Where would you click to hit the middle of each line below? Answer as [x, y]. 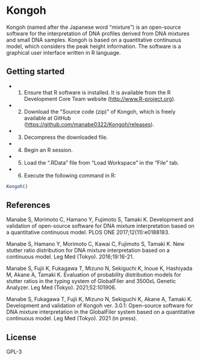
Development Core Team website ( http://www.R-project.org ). [100, 99]
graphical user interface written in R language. [64, 52]
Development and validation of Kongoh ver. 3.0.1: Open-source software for [100, 306]
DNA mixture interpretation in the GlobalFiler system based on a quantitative [101, 312]
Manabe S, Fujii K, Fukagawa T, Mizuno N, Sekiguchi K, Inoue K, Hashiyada [99, 269]
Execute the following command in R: [70, 175]
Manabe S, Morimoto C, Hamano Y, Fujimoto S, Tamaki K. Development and [100, 219]
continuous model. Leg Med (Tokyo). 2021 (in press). [72, 319]
